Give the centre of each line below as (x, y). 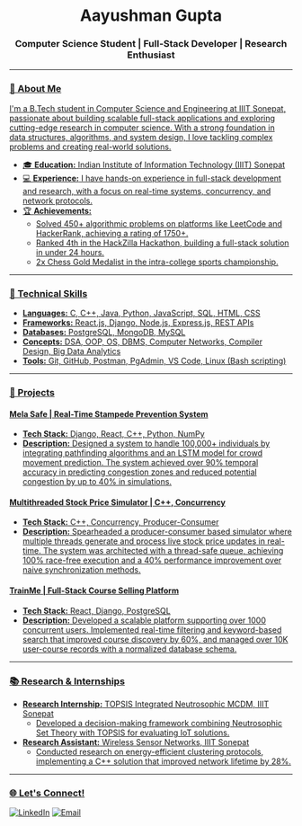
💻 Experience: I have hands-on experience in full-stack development (151, 178)
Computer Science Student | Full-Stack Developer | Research (151, 44)
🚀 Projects (32, 392)
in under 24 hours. (70, 252)
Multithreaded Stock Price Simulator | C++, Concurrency (118, 502)
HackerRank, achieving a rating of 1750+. (112, 233)
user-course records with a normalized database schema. (129, 649)
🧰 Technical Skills (49, 293)
